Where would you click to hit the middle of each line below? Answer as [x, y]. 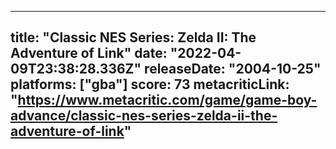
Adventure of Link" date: [89, 53]
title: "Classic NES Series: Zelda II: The [133, 37]
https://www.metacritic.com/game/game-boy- [167, 100]
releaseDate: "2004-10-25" [233, 69]
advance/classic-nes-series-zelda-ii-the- [144, 116]
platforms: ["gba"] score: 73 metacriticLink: [150, 84]
